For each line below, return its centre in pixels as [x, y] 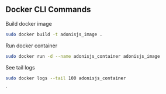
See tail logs [20, 67]
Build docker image [29, 23]
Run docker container [32, 46]
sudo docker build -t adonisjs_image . [54, 34]
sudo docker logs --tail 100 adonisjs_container [66, 78]
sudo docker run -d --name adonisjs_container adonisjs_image [83, 56]
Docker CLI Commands [48, 10]
